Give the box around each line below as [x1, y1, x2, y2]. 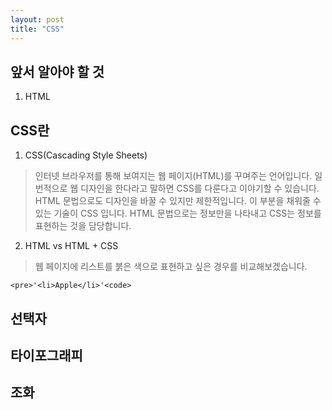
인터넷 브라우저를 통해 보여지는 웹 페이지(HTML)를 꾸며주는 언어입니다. [34, 170, 313, 182]
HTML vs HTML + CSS [24, 240, 119, 252]
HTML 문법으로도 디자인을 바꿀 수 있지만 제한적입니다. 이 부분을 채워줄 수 [34, 195, 322, 207]
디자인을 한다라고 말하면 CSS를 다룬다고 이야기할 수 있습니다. [80, 182, 320, 195]
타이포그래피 [10, 347, 83, 364]
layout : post [10, 14, 65, 25]
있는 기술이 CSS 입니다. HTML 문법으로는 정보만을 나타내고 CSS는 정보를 [34, 207, 322, 220]
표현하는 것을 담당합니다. [34, 220, 132, 232]
